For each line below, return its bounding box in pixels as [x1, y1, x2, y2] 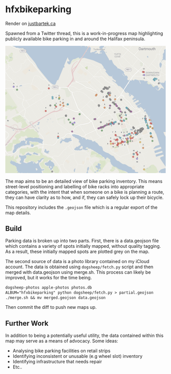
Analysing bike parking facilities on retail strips [12, 348, 111, 354]
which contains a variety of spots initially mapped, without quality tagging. [5, 243, 161, 249]
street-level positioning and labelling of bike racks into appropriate [5, 183, 145, 189]
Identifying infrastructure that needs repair [12, 359, 102, 365]
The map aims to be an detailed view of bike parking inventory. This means [5, 178, 163, 184]
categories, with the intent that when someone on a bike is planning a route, [5, 189, 164, 195]
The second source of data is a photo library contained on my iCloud [5, 258, 150, 265]
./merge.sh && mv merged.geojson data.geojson [5, 295, 106, 301]
